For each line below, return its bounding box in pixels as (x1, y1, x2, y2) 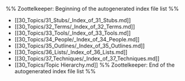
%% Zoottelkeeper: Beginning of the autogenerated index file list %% (5, 5, 180, 12)
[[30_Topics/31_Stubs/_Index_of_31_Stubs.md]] (14, 17, 131, 23)
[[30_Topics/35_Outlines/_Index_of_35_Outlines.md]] (14, 42, 145, 49)
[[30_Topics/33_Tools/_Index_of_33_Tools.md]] (14, 29, 131, 37)
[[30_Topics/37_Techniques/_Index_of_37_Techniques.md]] (14, 55, 160, 62)
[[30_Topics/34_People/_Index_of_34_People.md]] (14, 36, 140, 43)
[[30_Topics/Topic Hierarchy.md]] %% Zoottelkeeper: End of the (14, 61, 175, 68)
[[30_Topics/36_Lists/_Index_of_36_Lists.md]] (14, 49, 128, 56)
